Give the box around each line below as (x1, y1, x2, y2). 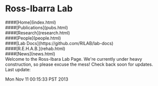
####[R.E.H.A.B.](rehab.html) (5, 45, 66, 51)
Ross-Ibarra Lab (5, 3, 73, 14)
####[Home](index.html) (5, 19, 56, 25)
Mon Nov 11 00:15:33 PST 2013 (5, 76, 69, 82)
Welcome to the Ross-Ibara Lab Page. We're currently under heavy (5, 56, 143, 62)
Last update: (5, 66, 31, 72)
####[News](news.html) (5, 50, 56, 57)
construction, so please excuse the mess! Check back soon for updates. (5, 61, 153, 67)
